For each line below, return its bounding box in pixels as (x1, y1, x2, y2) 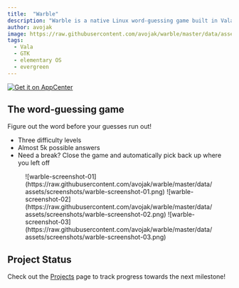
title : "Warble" (7, 10, 59, 18)
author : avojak (7, 23, 53, 31)
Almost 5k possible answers (17, 144, 101, 152)
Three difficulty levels (17, 136, 82, 144)
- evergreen (14, 63, 50, 70)
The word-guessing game (7, 104, 124, 116)
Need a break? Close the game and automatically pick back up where (17, 151, 222, 160)
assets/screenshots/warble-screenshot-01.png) (25, 188, 165, 196)
